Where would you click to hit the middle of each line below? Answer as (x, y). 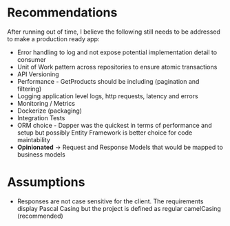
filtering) (29, 89)
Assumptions (46, 182)
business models (41, 154)
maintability (33, 139)
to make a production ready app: (53, 38)
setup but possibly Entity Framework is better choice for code (105, 133)
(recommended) (40, 216)
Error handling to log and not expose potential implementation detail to (117, 52)
